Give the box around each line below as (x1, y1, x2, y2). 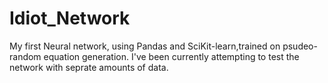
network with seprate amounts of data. (9, 61, 169, 73)
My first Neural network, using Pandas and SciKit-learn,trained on (9, 40, 281, 52)
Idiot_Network (9, 7, 131, 30)
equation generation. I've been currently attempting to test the (43, 50, 300, 62)
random (9, 50, 42, 62)
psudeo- (282, 40, 318, 52)
